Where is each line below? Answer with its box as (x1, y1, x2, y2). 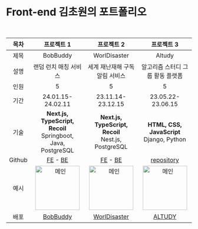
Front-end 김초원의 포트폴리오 (6, 5, 147, 19)
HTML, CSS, (147, 120, 182, 128)
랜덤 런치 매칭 (33, 62, 70, 71)
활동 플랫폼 (154, 71, 183, 79)
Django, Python (143, 135, 187, 143)
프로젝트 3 (151, 40, 179, 48)
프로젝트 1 (44, 40, 71, 48)
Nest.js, (101, 135, 122, 143)
